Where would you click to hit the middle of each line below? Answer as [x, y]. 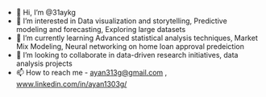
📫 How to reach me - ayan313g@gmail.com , [91, 73]
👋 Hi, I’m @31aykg [46, 12]
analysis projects [44, 63]
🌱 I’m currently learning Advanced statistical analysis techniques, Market [137, 38]
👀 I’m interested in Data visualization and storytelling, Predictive [121, 21]
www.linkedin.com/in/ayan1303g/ [71, 84]
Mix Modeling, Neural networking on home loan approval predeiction [130, 46]
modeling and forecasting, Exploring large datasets [101, 29]
